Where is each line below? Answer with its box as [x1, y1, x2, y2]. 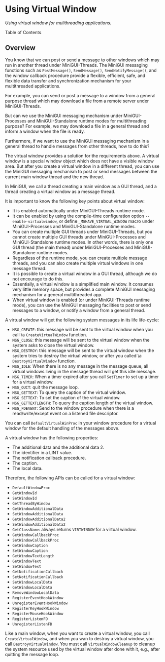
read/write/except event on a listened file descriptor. [12, 410, 119, 416]
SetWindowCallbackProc [12, 538, 59, 543]
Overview [5, 43, 36, 52]
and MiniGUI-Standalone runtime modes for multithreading [27, 117, 147, 124]
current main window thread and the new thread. [5, 174, 104, 180]
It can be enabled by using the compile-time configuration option [12, 213, 144, 219]
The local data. [12, 465, 43, 471]
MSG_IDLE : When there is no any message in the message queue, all [12, 363, 149, 369]
